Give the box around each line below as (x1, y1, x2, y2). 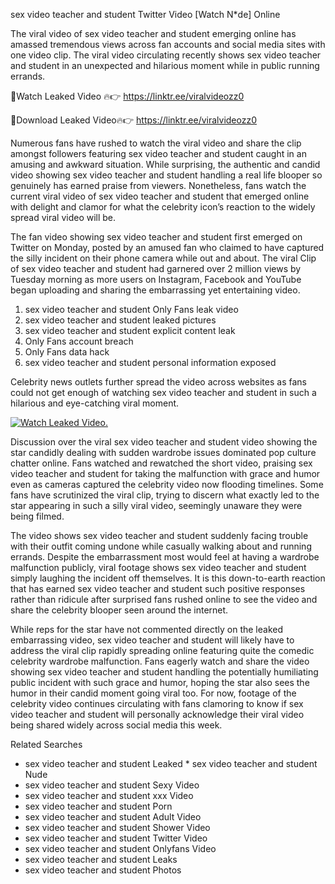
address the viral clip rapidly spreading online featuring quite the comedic (10, 645, 315, 656)
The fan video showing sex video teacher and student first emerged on (10, 231, 303, 243)
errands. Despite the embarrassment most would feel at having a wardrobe (10, 551, 320, 563)
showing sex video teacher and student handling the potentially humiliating (10, 666, 319, 678)
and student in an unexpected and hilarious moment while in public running (10, 60, 320, 71)
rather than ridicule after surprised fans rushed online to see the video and (10, 594, 318, 605)
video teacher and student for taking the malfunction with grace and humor (10, 468, 321, 479)
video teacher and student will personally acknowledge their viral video (10, 709, 305, 720)
